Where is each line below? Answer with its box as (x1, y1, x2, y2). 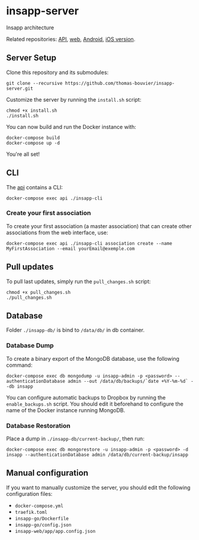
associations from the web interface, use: (6, 229, 109, 236)
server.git (6, 85, 33, 91)
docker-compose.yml (14, 503, 64, 509)
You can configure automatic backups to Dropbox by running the (6, 394, 166, 401)
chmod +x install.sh (6, 108, 58, 113)
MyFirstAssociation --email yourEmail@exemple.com (6, 246, 135, 251)
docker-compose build (6, 134, 60, 141)
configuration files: (6, 490, 53, 497)
